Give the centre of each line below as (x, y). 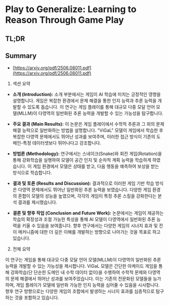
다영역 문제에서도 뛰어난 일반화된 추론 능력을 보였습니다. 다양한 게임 (84, 190)
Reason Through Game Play (65, 20)
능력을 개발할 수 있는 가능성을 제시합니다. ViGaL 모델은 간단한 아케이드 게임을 (81, 266)
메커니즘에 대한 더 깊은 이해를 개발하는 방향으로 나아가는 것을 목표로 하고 (89, 232)
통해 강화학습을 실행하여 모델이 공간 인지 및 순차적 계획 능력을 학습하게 (82, 160)
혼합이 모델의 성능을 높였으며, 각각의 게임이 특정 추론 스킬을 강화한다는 (87, 196)
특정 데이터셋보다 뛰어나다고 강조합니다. (62, 143)
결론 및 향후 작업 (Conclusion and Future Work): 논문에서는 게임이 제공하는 (88, 213)
